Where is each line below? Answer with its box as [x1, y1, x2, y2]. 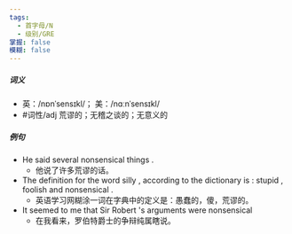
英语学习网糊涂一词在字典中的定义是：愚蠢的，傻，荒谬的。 [35, 195, 254, 206]
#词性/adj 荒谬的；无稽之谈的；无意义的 [21, 110, 169, 121]
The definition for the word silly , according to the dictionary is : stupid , [21, 175, 284, 186]
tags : [9, 12, 29, 22]
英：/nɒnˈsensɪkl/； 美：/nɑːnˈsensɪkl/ [21, 98, 161, 109]
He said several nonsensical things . [21, 154, 154, 165]
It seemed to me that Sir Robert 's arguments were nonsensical [21, 205, 253, 215]
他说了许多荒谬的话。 [35, 165, 114, 175]
